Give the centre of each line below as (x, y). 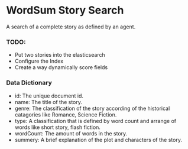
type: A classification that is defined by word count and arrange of (95, 121)
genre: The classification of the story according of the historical (92, 108)
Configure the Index (39, 61)
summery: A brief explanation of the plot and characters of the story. (98, 140)
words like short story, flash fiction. (57, 127)
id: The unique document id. (49, 96)
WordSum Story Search (65, 10)
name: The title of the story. (48, 102)
